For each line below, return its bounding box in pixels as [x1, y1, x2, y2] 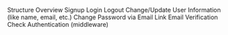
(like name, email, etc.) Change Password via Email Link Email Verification [7, 13, 218, 21]
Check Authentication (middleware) [7, 21, 109, 28]
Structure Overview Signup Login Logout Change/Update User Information [7, 6, 221, 14]
